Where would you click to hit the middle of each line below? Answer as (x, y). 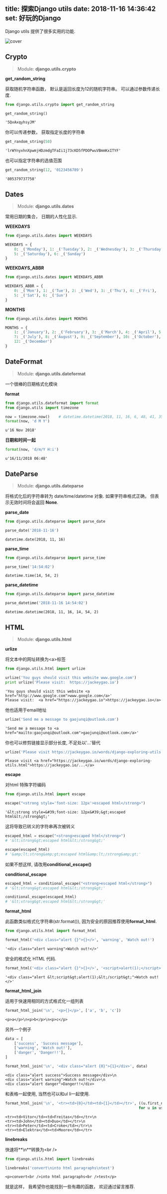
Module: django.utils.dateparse (50, 486)
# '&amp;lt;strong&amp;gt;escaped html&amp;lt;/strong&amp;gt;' (73, 854)
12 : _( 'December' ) (33, 342)
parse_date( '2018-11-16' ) (32, 530)
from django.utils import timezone (42, 407)
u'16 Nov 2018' (21, 430)
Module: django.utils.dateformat (51, 374)
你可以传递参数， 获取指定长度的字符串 (45, 132)
